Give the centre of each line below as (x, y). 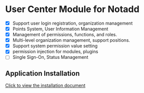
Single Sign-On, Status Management (50, 57)
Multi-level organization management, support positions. (71, 40)
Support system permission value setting (55, 46)
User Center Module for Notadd (72, 9)
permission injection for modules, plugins (55, 52)
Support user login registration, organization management (73, 23)
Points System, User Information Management (60, 29)
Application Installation (43, 73)
